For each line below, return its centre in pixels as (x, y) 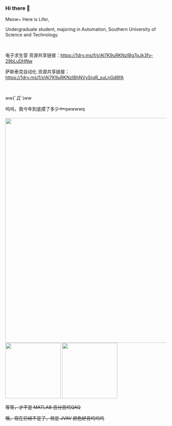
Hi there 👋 (18, 8)
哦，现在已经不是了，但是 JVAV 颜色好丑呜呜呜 (55, 418)
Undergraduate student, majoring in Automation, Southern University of (81, 29)
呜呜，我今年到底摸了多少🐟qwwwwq (45, 109)
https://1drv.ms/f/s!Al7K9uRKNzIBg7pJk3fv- (107, 55)
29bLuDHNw (19, 61)
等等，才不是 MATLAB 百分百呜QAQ (43, 408)
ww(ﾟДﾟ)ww (18, 98)
